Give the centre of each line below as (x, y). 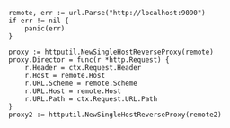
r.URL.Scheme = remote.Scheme (81, 83)
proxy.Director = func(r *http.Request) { (89, 60)
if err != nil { (39, 21)
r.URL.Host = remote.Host (73, 91)
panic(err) (45, 29)
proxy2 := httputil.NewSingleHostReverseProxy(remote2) (115, 115)
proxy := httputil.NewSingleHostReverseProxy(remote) (111, 52)
